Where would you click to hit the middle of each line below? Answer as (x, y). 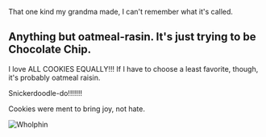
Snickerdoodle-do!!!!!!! (46, 93)
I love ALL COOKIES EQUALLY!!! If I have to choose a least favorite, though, (133, 68)
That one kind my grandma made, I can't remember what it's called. (121, 12)
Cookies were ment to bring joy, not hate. (77, 109)
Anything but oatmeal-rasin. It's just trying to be (132, 37)
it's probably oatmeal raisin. (54, 77)
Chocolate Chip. (50, 50)
